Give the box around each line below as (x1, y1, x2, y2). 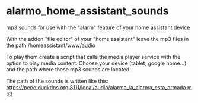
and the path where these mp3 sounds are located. (6, 65, 132, 73)
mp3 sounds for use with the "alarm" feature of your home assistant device (6, 24, 190, 31)
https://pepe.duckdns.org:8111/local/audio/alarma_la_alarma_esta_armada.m (6, 83, 193, 90)
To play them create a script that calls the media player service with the (6, 53, 181, 60)
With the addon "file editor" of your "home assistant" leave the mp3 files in (6, 35, 189, 42)
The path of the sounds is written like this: (6, 77, 108, 85)
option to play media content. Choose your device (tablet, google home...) (6, 60, 187, 67)
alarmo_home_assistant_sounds (6, 4, 169, 18)
